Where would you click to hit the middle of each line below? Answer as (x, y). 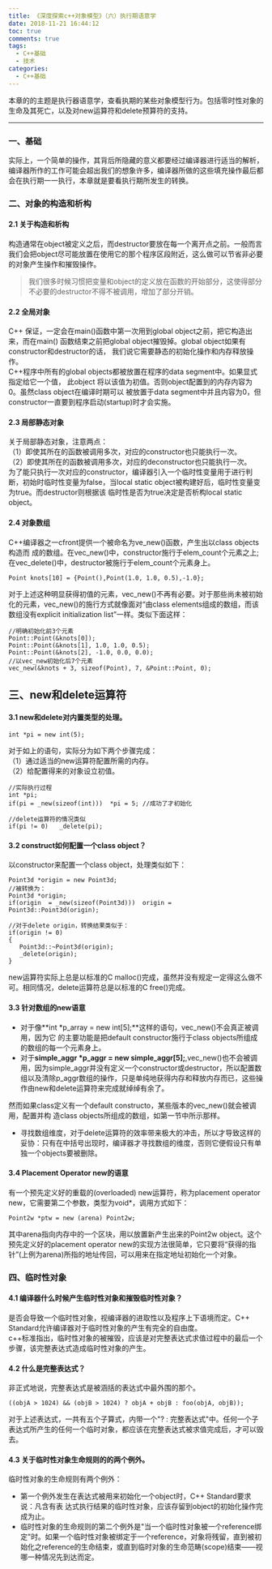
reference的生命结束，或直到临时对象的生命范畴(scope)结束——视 (152, 1547)
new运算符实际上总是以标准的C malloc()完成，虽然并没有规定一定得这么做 (132, 977)
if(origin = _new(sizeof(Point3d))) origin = (90, 903)
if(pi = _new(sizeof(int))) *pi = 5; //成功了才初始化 (100, 804)
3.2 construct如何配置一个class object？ (77, 845)
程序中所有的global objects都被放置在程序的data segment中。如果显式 (140, 372)
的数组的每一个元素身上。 (63, 1048)
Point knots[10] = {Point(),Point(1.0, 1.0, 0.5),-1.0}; (106, 578)
